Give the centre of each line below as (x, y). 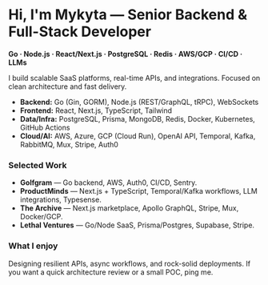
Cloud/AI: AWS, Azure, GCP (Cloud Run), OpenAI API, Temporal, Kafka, (138, 136)
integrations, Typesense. (60, 200)
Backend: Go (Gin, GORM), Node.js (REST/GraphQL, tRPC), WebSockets (139, 102)
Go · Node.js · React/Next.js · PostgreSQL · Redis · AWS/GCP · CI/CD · (125, 54)
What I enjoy (33, 246)
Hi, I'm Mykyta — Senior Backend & (128, 15)
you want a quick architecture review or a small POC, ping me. (111, 272)
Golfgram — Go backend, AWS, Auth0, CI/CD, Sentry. (108, 183)
